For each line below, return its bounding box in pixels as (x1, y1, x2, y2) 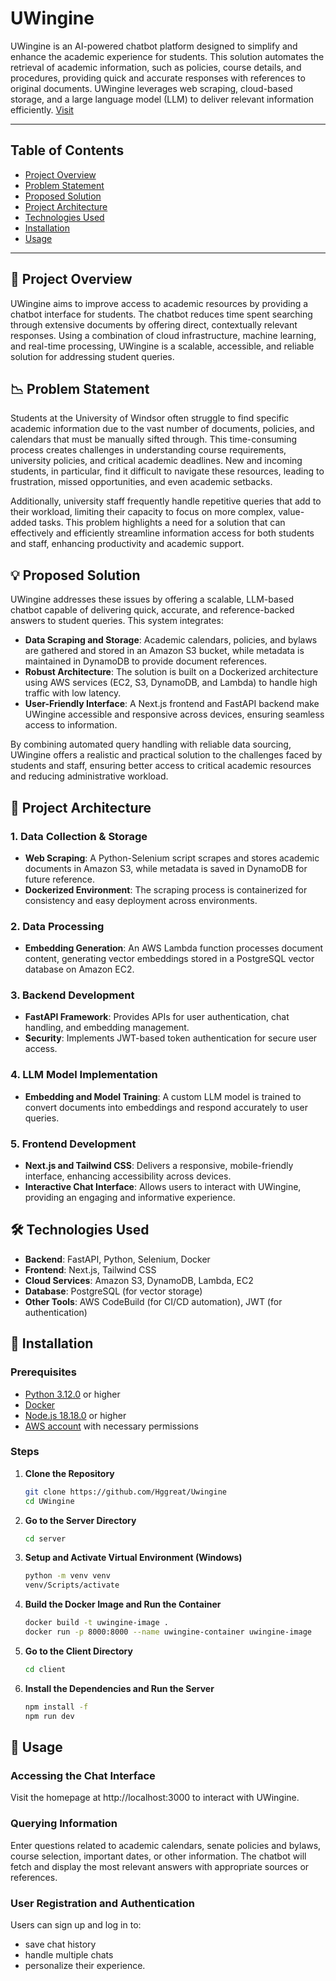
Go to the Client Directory (24, 1645, 133, 1657)
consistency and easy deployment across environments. (24, 894, 258, 906)
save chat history (24, 1938, 97, 1950)
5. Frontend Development (10, 1137, 137, 1151)
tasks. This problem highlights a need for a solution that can (38, 517, 286, 529)
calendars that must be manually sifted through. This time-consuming (10, 433, 298, 446)
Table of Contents (10, 142, 125, 159)
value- (278, 506, 305, 518)
